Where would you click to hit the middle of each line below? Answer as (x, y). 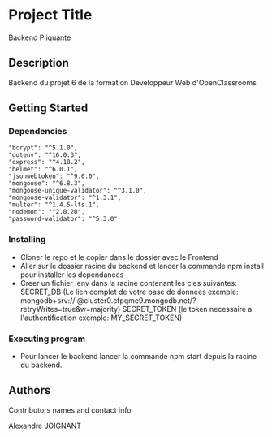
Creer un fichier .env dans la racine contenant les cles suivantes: (128, 283)
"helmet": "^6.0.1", (43, 169)
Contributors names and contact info (70, 410)
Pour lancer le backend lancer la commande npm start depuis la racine (138, 357)
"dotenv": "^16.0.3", (45, 155)
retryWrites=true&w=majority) (70, 309)
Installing (27, 240)
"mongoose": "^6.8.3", (47, 184)
